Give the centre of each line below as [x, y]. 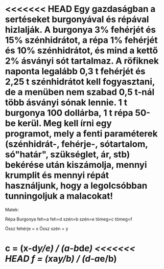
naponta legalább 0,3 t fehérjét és [75, 71]
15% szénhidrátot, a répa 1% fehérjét [82, 40]
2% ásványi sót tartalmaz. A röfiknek [82, 61]
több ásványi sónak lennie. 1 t [66, 102]
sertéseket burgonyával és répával [77, 19]
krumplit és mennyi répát [57, 175]
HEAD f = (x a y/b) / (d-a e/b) [61, 259]
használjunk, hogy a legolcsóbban [76, 186]
